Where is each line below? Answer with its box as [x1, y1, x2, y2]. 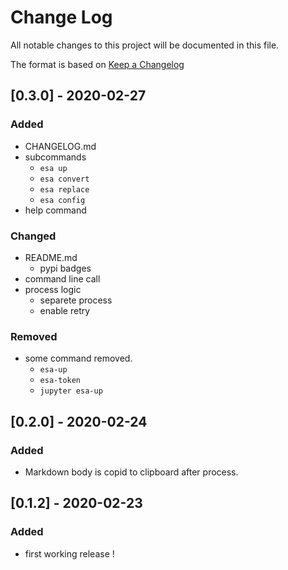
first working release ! [24, 547, 115, 560]
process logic [24, 283, 82, 295]
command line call [24, 272, 101, 285]
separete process [39, 294, 113, 306]
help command [24, 204, 87, 216]
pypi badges [39, 262, 92, 274]
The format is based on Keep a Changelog [10, 58, 185, 70]
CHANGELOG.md [24, 140, 97, 152]
